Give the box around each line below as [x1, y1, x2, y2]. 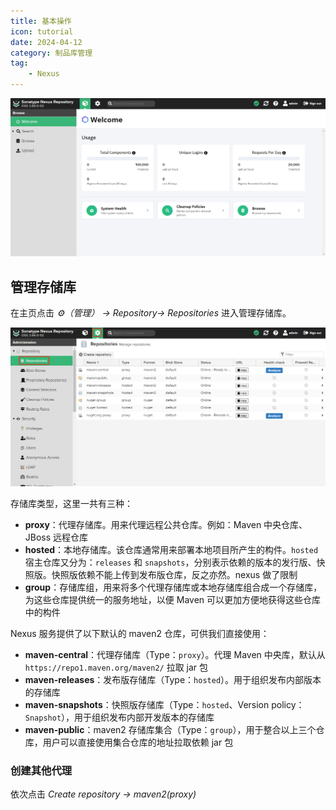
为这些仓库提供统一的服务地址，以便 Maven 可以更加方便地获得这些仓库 [24, 593, 322, 605]
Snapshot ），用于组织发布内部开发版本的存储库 [24, 711, 215, 723]
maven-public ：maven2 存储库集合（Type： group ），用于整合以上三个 [24, 723, 317, 735]
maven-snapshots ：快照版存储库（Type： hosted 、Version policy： [24, 698, 305, 710]
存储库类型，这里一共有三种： [10, 497, 133, 509]
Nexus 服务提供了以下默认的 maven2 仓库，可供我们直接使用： [10, 627, 270, 639]
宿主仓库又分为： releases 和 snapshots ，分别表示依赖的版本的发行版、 [24, 556, 317, 568]
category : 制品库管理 [10, 48, 93, 58]
